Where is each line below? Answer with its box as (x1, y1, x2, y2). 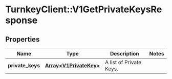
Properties (5, 35, 40, 44)
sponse (5, 14, 38, 26)
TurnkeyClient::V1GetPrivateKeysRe (5, 4, 162, 15)
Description (110, 50, 139, 57)
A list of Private (104, 59, 142, 66)
